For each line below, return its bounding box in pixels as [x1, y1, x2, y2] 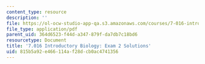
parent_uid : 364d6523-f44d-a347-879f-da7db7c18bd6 [6, 32, 138, 38]
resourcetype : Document [6, 37, 67, 43]
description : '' [6, 15, 48, 21]
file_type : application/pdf [6, 26, 78, 32]
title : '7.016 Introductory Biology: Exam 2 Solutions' [6, 43, 151, 49]
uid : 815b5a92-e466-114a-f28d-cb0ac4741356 [6, 49, 119, 55]
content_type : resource [6, 9, 67, 15]
